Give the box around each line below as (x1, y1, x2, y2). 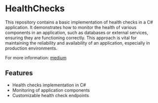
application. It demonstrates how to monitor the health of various (5, 24, 137, 30)
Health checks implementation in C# (12, 82, 86, 88)
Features (5, 69, 33, 77)
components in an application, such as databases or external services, (5, 29, 149, 35)
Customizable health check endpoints (12, 92, 90, 98)
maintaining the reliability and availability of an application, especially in (5, 40, 150, 46)
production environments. (5, 45, 58, 51)
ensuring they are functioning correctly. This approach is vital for (5, 35, 137, 41)
